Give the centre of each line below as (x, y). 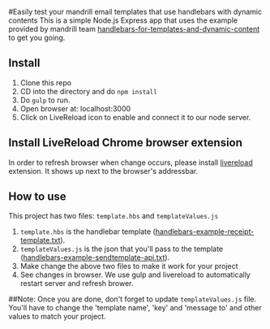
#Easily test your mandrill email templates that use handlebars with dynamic (135, 12)
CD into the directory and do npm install (89, 91)
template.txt (40, 240)
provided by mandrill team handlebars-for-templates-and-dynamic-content (134, 29)
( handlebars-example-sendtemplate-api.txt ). (95, 258)
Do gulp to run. (45, 100)
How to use (37, 197)
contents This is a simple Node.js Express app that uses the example (123, 20)
